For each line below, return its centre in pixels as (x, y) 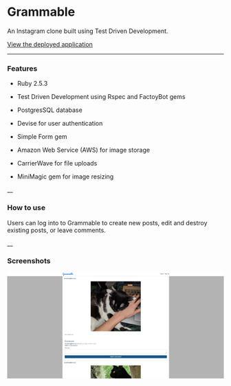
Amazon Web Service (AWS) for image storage (83, 150)
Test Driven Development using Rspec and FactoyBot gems (101, 97)
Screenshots (29, 261)
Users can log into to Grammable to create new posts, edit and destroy (107, 223)
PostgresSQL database (49, 110)
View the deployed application (50, 44)
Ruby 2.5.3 (32, 84)
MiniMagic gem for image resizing (65, 177)
